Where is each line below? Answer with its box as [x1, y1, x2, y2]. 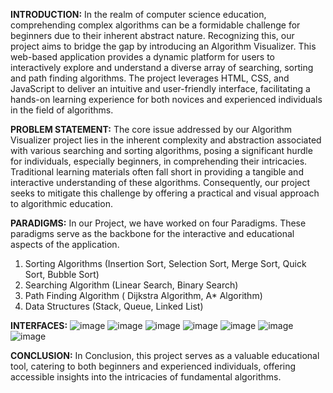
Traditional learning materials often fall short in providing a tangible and [10, 166, 304, 178]
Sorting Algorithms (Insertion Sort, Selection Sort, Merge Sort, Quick [24, 258, 307, 269]
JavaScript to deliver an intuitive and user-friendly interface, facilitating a [10, 83, 311, 94]
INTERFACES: [10, 320, 68, 331]
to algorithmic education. [10, 198, 113, 209]
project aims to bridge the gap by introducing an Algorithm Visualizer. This [10, 40, 317, 52]
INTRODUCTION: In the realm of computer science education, [10, 9, 267, 20]
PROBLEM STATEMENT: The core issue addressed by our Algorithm [10, 124, 293, 135]
